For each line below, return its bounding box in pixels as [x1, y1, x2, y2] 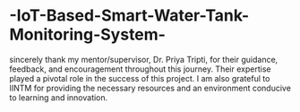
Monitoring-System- [9, 24, 166, 45]
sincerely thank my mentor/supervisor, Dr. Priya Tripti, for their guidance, [9, 54, 279, 65]
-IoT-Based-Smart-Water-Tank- [9, 5, 250, 26]
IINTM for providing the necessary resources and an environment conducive [9, 82, 291, 93]
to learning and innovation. [9, 91, 108, 103]
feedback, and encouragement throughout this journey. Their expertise [9, 64, 271, 74]
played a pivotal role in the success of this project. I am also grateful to [9, 73, 270, 83]
